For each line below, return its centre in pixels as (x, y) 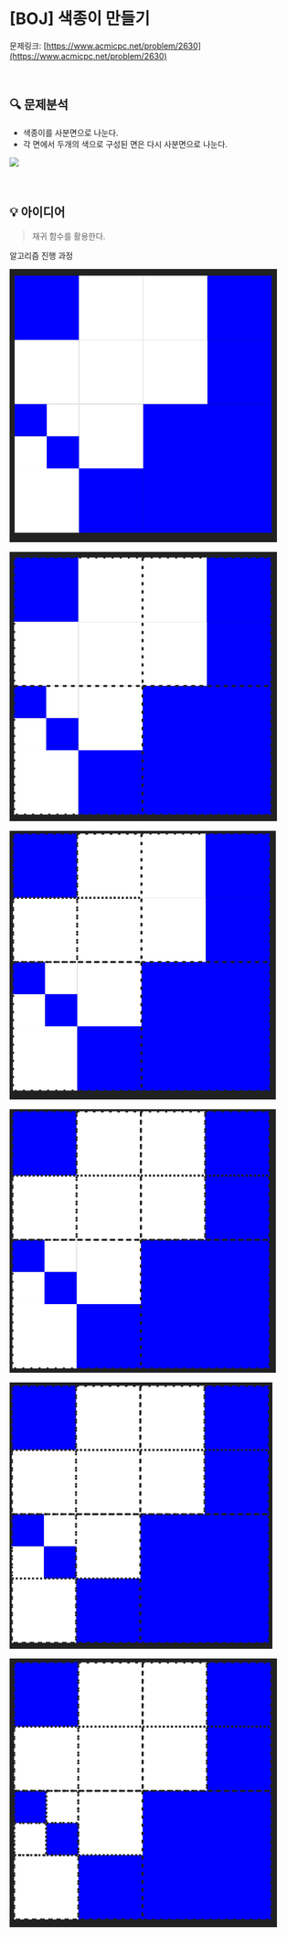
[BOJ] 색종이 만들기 (80, 19)
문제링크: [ (28, 46)
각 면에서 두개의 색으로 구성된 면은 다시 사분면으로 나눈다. (125, 144)
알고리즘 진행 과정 (41, 255)
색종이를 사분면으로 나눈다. (70, 133)
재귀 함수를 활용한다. (69, 236)
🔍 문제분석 (39, 105)
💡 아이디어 (37, 213)
